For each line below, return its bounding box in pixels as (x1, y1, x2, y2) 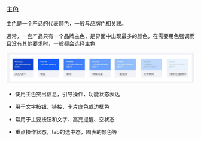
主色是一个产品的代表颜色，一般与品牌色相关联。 (6, 20, 127, 27)
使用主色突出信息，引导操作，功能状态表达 (14, 90, 120, 98)
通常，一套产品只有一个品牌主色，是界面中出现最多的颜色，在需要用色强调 (6, 33, 190, 40)
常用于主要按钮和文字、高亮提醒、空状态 (14, 115, 115, 123)
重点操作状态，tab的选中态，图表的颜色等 (14, 128, 118, 135)
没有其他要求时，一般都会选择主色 (11, 40, 96, 47)
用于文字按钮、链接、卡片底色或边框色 (14, 103, 109, 110)
